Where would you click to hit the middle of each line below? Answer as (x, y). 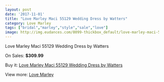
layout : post (18, 10)
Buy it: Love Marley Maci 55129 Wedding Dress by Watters (64, 65)
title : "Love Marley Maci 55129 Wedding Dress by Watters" (66, 19)
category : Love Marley (28, 23)
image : (12, 32)
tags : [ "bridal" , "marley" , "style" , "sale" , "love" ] (57, 28)
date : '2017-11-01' (25, 14)
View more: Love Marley (30, 74)
